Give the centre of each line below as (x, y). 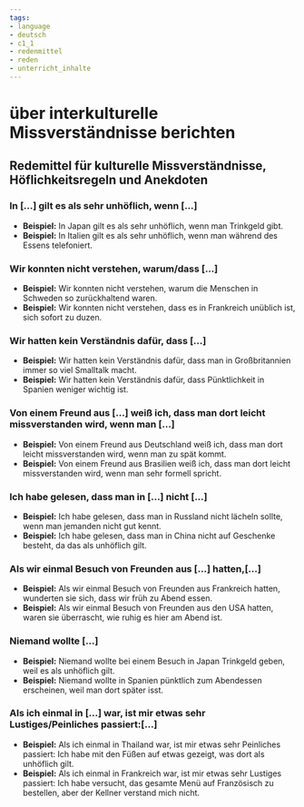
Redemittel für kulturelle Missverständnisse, (138, 166)
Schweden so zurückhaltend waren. (90, 298)
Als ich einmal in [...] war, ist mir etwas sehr (108, 714)
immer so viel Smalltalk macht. (80, 370)
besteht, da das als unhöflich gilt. (84, 545)
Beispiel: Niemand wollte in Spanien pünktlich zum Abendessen (142, 680)
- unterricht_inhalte (50, 69)
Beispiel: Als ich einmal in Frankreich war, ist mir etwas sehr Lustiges (152, 773)
